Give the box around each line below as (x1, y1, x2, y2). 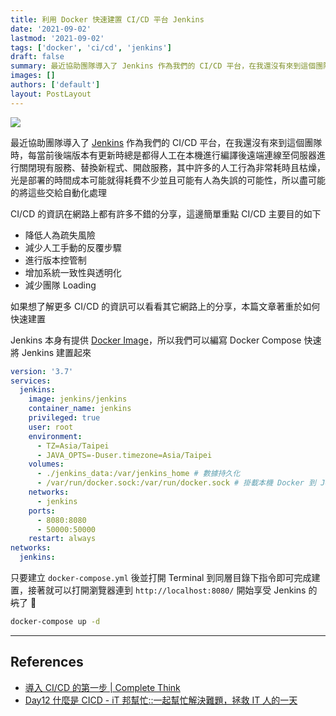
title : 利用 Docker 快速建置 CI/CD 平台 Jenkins (10, 14, 205, 25)
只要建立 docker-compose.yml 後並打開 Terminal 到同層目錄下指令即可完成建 (10, 572, 321, 583)
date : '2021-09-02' (10, 24, 92, 34)
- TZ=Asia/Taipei (36, 441, 110, 451)
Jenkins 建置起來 (21, 346, 92, 358)
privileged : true (28, 413, 101, 423)
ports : (28, 506, 56, 516)
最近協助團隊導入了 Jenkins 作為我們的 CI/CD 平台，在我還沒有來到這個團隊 (10, 136, 323, 148)
